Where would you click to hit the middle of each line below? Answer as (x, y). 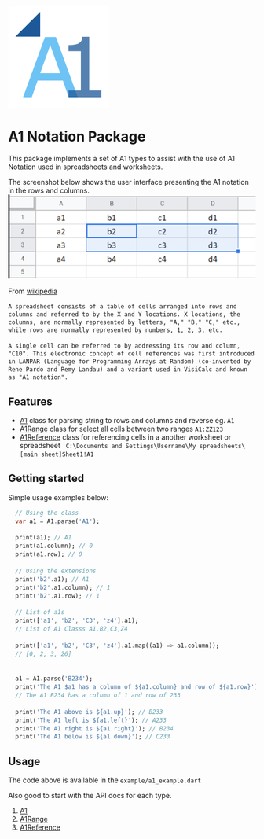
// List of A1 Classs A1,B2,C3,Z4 (71, 629)
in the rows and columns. (49, 190)
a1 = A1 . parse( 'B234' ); (54, 679)
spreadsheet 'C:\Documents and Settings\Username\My (108, 445)
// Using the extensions (56, 571)
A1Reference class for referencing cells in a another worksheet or (125, 437)
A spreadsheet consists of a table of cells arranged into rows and (123, 307)
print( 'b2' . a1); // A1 (52, 579)
